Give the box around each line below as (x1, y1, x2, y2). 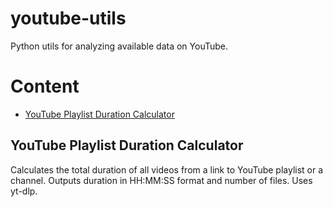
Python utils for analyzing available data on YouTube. (10, 40, 229, 52)
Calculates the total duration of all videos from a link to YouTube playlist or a (10, 163, 324, 176)
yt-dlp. (10, 185, 38, 197)
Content (10, 75, 80, 98)
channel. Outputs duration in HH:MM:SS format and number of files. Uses (10, 174, 313, 186)
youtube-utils (10, 7, 127, 30)
